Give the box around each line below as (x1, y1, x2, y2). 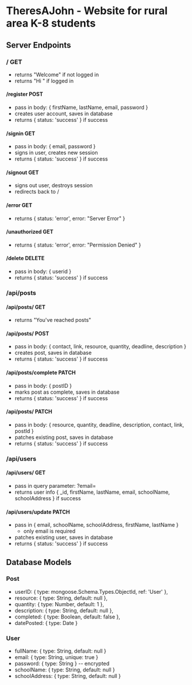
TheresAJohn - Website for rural (6, 4, 168, 18)
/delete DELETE (6, 255, 45, 262)
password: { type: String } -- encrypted (14, 660, 110, 667)
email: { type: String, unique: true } (14, 654, 99, 661)
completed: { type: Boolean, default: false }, (14, 613, 120, 620)
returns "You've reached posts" (14, 317, 92, 324)
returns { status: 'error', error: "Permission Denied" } (14, 241, 142, 248)
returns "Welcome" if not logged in (14, 71, 99, 78)
